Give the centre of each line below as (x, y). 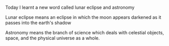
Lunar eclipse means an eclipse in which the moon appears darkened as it (83, 17)
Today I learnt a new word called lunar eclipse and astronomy (70, 7)
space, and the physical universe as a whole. (53, 38)
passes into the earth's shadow (38, 23)
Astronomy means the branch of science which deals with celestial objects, (85, 32)
